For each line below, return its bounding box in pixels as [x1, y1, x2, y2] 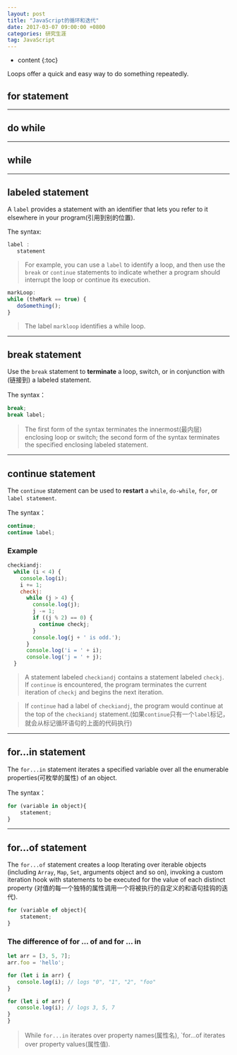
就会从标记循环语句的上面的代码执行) [24, 719, 133, 728]
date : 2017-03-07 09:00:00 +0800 [7, 23, 106, 30]
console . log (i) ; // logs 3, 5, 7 [16, 1004, 115, 1011]
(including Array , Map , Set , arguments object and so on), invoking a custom [7, 868, 224, 876]
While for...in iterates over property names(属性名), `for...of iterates [24, 1031, 226, 1039]
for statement [7, 90, 69, 102]
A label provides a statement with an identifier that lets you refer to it [7, 205, 208, 214]
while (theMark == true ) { [7, 296, 87, 303]
